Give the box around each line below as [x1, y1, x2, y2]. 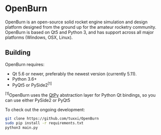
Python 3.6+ [12, 76, 37, 82]
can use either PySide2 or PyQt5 [5, 98, 71, 103]
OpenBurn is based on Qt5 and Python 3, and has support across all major [5, 29, 154, 35]
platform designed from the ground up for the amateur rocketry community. [5, 24, 157, 30]
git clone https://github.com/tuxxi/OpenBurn [5, 116, 99, 121]
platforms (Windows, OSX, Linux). [5, 34, 73, 40]
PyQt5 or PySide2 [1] [12, 81, 52, 88]
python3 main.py [5, 125, 38, 130]
